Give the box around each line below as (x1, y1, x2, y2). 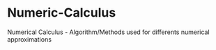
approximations (7, 35, 52, 43)
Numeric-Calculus (7, 5, 116, 21)
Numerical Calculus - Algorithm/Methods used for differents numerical (7, 28, 210, 36)
